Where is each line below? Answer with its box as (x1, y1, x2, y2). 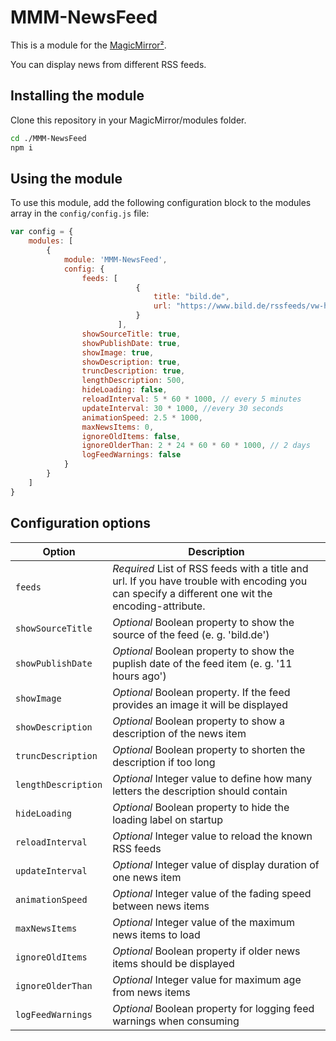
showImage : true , (81, 347, 155, 358)
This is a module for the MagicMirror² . (10, 39, 167, 51)
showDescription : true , (81, 357, 182, 367)
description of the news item (112, 726, 247, 740)
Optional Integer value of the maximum (112, 915, 296, 929)
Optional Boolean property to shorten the (112, 742, 306, 756)
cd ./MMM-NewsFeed (10, 133, 87, 143)
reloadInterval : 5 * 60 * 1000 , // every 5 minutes (81, 394, 302, 405)
